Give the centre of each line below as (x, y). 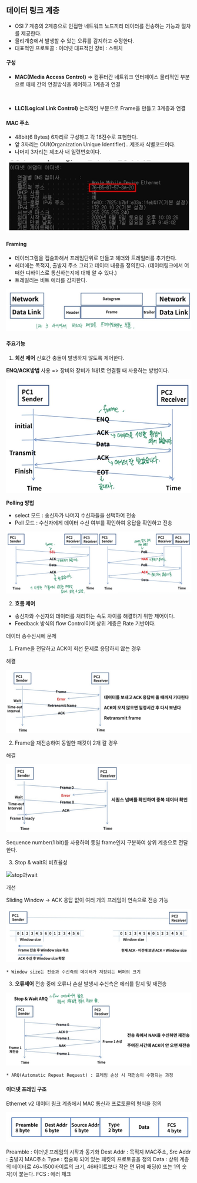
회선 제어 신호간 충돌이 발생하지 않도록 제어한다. (69, 358)
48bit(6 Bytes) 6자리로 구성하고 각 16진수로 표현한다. (76, 137)
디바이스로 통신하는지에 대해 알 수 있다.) (71, 273)
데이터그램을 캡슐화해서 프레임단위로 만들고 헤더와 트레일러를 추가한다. (96, 258)
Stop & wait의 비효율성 (41, 863)
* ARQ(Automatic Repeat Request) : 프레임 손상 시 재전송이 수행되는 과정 (90, 1076)
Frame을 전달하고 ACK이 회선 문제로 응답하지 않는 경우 (78, 648)
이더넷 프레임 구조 (26, 1089)
